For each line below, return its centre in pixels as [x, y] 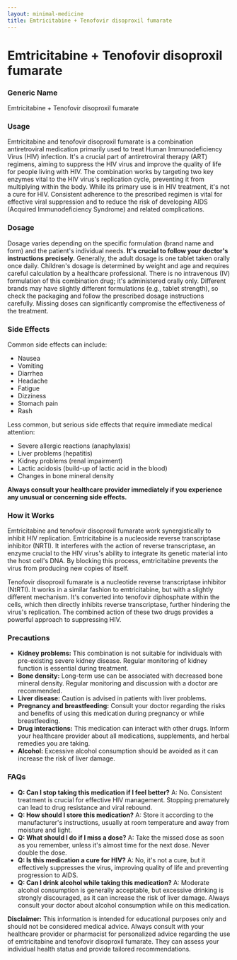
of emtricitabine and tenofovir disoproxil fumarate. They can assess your [113, 941]
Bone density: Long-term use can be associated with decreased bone [120, 676]
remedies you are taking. [54, 744]
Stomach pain [38, 403]
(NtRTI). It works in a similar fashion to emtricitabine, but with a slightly [110, 590]
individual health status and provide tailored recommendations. [99, 949]
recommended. [40, 691]
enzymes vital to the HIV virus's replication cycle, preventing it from [106, 179]
